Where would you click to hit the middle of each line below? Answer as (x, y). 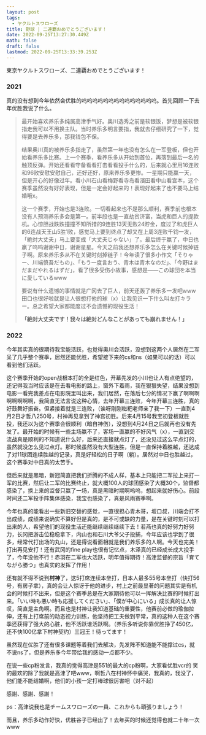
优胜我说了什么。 (33, 109)
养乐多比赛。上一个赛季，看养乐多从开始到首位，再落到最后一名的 (116, 158)
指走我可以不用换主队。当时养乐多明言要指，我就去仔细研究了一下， (107, 129)
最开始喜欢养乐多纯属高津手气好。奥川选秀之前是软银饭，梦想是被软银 (110, 121)
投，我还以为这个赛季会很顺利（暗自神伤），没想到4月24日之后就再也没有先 (101, 424)
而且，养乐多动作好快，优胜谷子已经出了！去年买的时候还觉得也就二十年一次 (103, 720)
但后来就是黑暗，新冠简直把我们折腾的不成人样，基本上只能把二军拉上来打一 (103, 475)
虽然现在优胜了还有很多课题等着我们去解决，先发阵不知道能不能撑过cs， (98, 645)
